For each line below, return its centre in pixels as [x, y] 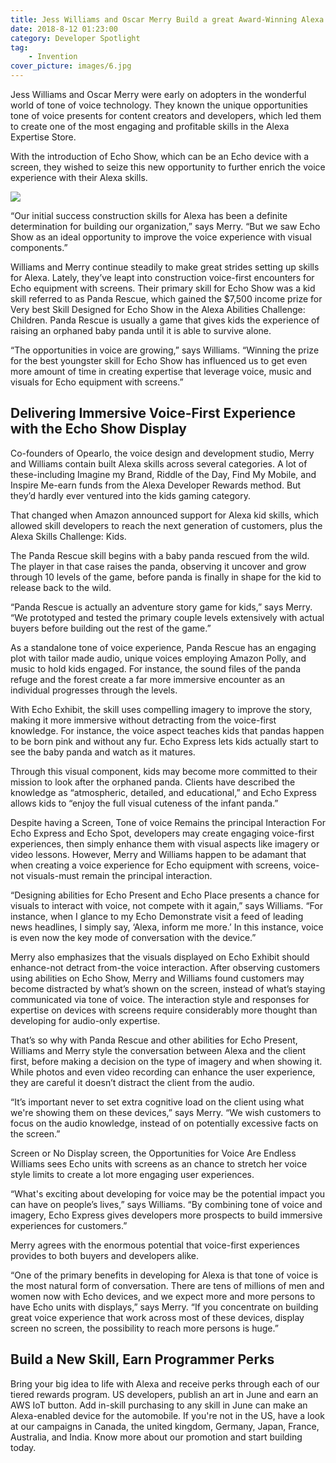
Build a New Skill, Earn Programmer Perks [142, 1359]
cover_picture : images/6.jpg [71, 66]
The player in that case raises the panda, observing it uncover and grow [158, 566]
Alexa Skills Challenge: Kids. [68, 536]
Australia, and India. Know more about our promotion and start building [156, 1437]
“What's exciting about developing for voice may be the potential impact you [168, 1193]
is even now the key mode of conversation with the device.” [133, 937]
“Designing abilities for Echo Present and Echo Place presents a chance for [165, 895]
